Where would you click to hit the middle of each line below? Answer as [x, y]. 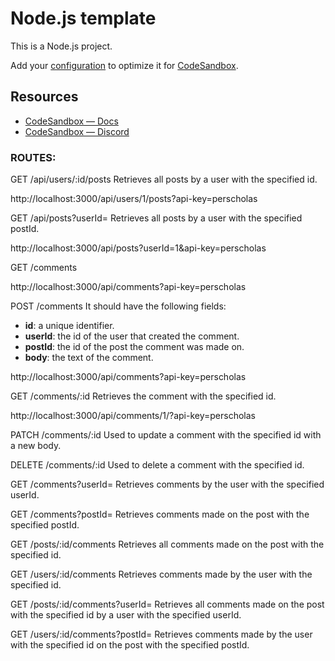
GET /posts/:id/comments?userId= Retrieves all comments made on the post [167, 604]
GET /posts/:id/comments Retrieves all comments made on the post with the [167, 544]
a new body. [36, 446]
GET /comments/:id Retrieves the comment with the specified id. [143, 396]
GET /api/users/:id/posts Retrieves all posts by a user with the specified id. [164, 179]
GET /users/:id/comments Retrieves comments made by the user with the [161, 574]
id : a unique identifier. [69, 326]
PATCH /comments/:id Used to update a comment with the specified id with [166, 435]
